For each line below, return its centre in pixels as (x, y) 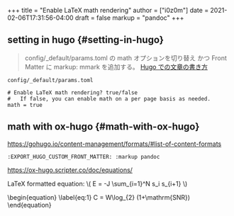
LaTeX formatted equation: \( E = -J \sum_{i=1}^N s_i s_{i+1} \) (97, 183)
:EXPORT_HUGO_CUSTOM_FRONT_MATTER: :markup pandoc (84, 157)
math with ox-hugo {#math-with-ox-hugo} (104, 127)
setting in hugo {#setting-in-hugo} (86, 40)
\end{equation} (29, 205)
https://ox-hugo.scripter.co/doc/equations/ (70, 170)
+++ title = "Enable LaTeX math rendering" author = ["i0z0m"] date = (108, 10)
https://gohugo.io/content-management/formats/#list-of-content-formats (115, 144)
